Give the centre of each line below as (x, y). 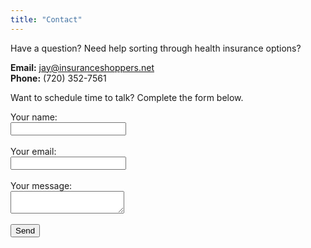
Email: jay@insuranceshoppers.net (82, 67)
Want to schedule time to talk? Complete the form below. (127, 97)
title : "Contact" (46, 19)
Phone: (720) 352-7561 (58, 78)
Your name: (34, 117)
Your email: (33, 151)
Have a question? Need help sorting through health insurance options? (156, 48)
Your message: (41, 185)
